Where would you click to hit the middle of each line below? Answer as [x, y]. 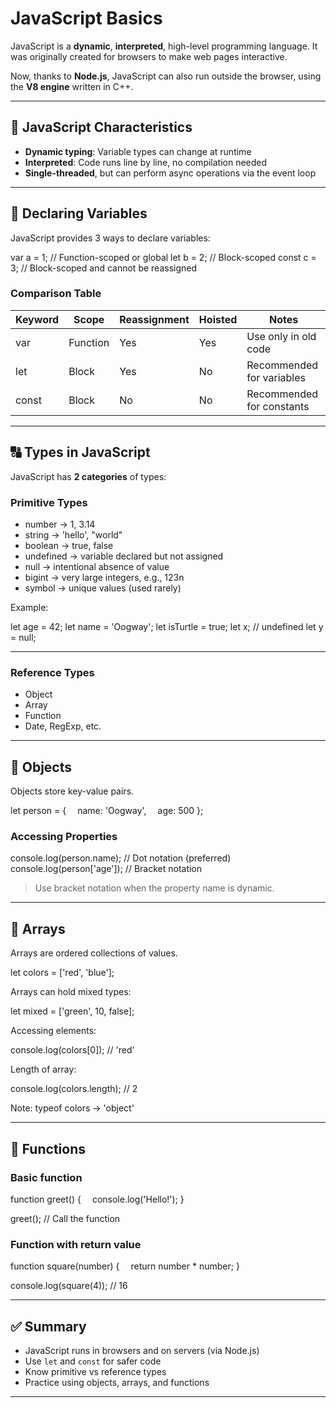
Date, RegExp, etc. [63, 726]
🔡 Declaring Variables [79, 213]
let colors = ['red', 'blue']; [62, 973]
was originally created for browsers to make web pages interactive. [149, 56]
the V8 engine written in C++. [72, 86]
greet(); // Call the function [65, 1218]
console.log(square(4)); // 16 [69, 1286]
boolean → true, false [69, 545]
